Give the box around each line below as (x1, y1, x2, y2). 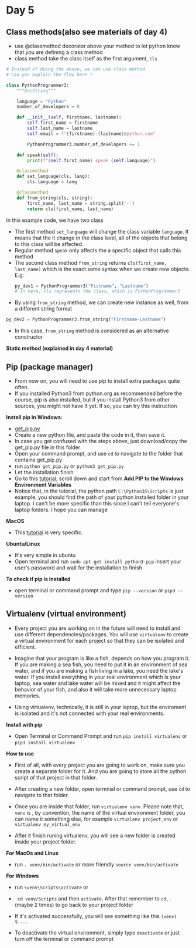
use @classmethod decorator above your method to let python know (14, 42, 180, 49)
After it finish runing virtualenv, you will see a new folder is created (14, 832, 176, 839)
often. (14, 383, 29, 390)
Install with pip (6, 721, 43, 728)
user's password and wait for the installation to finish (14, 564, 142, 571)
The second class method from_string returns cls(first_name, (14, 259, 167, 266)
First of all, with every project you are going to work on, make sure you (14, 761, 185, 768)
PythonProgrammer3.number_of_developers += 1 (27, 141, 140, 147)
